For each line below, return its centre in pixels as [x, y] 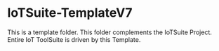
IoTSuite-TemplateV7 [70, 13]
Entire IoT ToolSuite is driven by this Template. [74, 39]
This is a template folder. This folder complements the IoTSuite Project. [110, 32]
